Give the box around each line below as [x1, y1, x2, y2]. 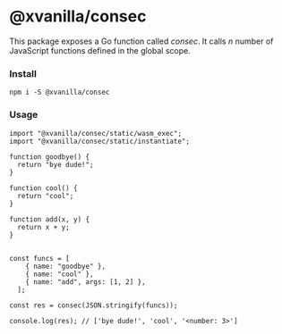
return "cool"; [17, 191, 74, 200]
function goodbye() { [9, 152, 90, 162]
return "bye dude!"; [17, 160, 94, 169]
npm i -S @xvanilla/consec [9, 88, 110, 97]
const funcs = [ [9, 254, 70, 263]
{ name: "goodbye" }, [25, 262, 106, 271]
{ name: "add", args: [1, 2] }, [25, 277, 146, 287]
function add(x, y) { [9, 214, 90, 224]
